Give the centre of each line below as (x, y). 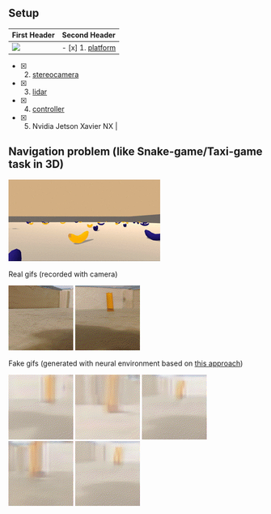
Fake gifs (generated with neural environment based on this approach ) (126, 363)
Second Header (89, 35)
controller (48, 109)
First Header (33, 35)
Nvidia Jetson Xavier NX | (75, 126)
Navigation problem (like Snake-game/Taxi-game (135, 152)
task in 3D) (36, 164)
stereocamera (55, 75)
